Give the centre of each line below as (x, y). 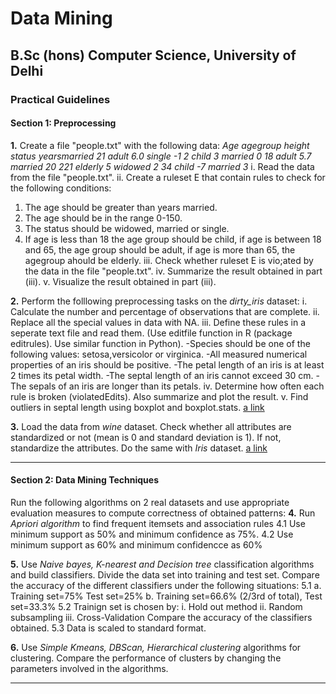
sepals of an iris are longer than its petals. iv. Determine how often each (176, 386)
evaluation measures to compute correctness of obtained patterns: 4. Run (163, 513)
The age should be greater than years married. (121, 207)
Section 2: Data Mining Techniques (84, 480)
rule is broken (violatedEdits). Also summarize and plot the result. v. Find (159, 396)
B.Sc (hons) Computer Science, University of (153, 55)
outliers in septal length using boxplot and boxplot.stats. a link (137, 407)
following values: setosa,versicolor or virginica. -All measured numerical (159, 354)
